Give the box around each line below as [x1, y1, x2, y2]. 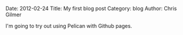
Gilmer [5, 11, 22, 18]
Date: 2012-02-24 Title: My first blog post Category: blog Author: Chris [5, 5, 177, 12]
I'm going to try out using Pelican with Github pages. [5, 23, 133, 29]
